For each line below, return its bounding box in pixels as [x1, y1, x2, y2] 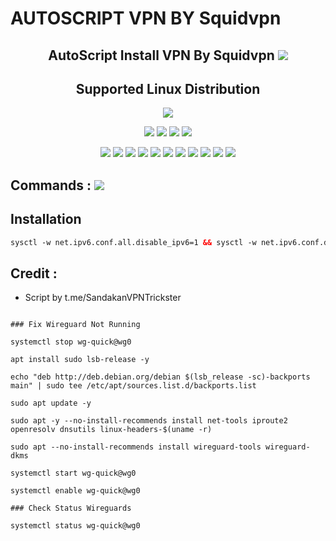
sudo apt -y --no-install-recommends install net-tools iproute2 [10, 416, 288, 426]
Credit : [10, 265, 58, 282]
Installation [10, 211, 82, 228]
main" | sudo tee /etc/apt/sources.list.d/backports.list [10, 381, 257, 391]
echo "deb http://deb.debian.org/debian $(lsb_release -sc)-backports [10, 372, 311, 382]
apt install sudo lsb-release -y [10, 355, 150, 365]
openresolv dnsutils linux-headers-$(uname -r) [10, 425, 213, 435]
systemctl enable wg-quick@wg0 [10, 486, 141, 496]
